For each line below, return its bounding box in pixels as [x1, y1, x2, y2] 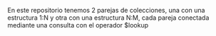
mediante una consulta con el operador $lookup [7, 21, 149, 29]
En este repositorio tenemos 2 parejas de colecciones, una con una [7, 6, 205, 14]
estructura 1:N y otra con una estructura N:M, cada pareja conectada [7, 13, 210, 22]
